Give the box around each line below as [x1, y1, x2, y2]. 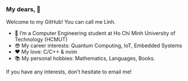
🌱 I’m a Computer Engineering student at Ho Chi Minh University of [14, 30, 176, 37]
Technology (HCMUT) [14, 36, 68, 43]
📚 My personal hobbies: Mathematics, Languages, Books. [14, 55, 155, 62]
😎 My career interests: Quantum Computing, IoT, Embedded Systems [14, 42, 183, 49]
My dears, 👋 [6, 5, 41, 13]
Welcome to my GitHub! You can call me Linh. [6, 19, 116, 26]
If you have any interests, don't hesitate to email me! [6, 68, 132, 75]
